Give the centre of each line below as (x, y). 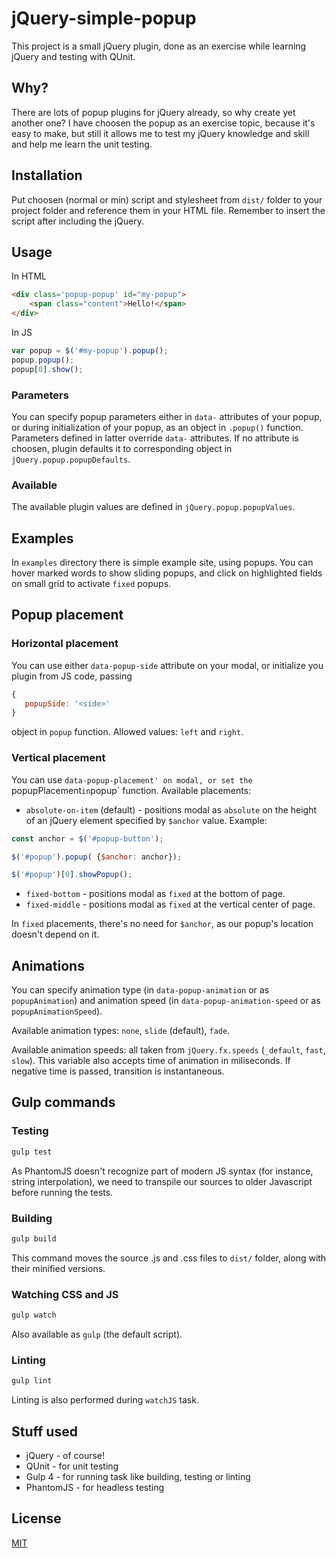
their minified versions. (58, 1268)
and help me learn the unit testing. (82, 144)
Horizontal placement (65, 644)
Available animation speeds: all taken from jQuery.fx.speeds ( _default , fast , (168, 1050)
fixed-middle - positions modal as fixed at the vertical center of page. (170, 904)
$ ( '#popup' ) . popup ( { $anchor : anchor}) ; (97, 857)
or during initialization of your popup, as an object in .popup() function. (157, 427)
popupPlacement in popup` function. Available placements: (131, 790)
